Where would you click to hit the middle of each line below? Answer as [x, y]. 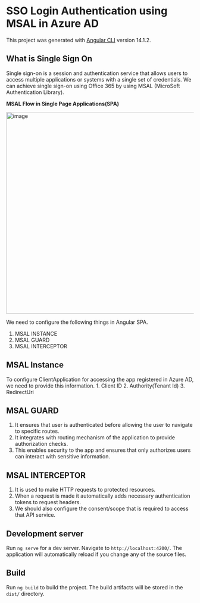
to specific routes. [37, 431]
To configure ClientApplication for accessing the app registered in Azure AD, [100, 379]
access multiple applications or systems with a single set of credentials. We [99, 79]
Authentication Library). [35, 92]
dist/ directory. [25, 593]
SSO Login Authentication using [87, 11]
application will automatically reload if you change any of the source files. [96, 554]
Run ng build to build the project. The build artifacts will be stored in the [95, 587]
